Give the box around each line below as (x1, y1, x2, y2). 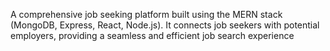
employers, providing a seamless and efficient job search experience (10, 30, 295, 41)
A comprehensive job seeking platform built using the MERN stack (10, 9, 283, 20)
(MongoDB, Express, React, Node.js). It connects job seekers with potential (10, 19, 320, 31)
